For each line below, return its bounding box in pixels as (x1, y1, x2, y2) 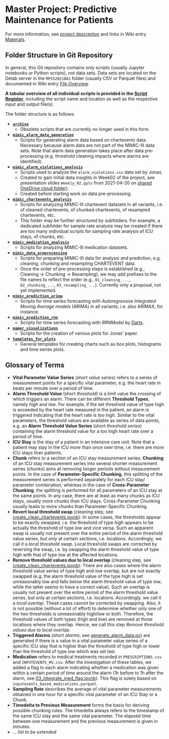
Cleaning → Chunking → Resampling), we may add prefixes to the (20, 271, 157, 277)
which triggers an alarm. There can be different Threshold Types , (12, 396, 150, 402)
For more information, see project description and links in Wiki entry (5, 31, 146, 37)
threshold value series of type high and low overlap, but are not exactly (12, 568, 161, 574)
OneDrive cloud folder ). (20, 185, 69, 191)
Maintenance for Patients (5, 14, 114, 26)
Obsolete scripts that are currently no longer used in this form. (20, 126, 150, 132)
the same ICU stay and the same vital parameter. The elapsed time (12, 713, 151, 719)
